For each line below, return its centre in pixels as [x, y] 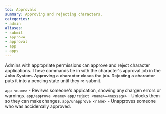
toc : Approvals [21, 10]
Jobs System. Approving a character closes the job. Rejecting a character [80, 76]
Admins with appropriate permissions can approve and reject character [78, 65]
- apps [12, 51]
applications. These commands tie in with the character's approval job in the [83, 70]
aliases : [14, 28]
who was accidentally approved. [38, 106]
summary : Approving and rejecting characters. [54, 14]
